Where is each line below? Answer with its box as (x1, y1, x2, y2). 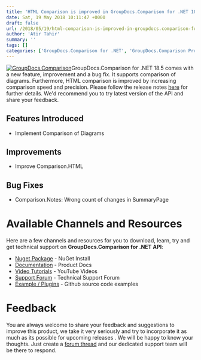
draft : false (6, 20, 39, 26)
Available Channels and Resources (6, 217, 182, 231)
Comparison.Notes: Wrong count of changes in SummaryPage (14, 196, 169, 203)
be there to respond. (6, 347, 57, 354)
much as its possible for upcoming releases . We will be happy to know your (6, 334, 194, 341)
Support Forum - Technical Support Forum (14, 274, 120, 281)
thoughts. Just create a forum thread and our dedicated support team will (6, 340, 187, 348)
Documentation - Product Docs (14, 262, 92, 269)
